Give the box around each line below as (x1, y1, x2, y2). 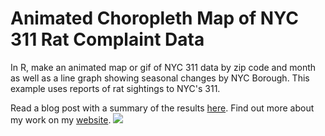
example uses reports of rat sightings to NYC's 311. (10, 82, 221, 94)
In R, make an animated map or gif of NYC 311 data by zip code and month (10, 61, 317, 73)
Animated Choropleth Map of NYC (10, 7, 300, 30)
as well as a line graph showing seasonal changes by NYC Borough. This (10, 72, 310, 84)
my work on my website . (10, 113, 112, 126)
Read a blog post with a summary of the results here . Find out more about (10, 102, 315, 114)
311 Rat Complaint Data (10, 28, 205, 51)
